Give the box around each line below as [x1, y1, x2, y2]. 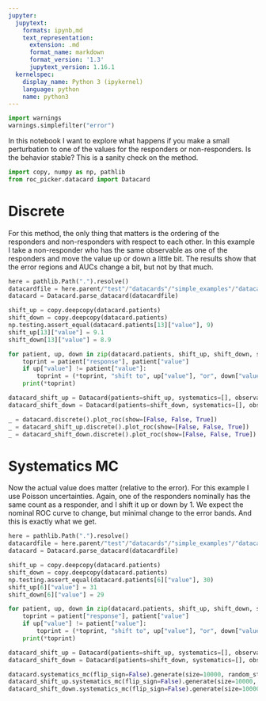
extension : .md [28, 41, 80, 49]
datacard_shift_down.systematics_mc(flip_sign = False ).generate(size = [8, 685, 243, 693]
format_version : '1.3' [28, 56, 104, 64]
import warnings [8, 114, 62, 123]
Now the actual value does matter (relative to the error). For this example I [8, 483, 249, 493]
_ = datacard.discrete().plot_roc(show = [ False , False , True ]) [8, 415, 218, 424]
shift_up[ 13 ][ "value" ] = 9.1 [8, 328, 104, 337]
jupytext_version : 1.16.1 [28, 63, 115, 71]
